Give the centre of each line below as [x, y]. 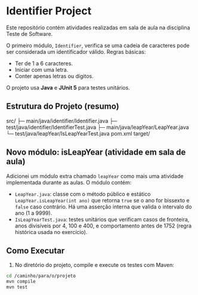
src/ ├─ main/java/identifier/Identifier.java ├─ [62, 121]
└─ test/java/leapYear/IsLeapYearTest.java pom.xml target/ [78, 133]
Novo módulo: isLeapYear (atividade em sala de [96, 153]
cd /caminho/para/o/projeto [41, 276]
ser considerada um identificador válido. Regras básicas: [76, 51]
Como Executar [35, 251]
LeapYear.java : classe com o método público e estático [83, 194]
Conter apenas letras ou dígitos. [54, 76]
